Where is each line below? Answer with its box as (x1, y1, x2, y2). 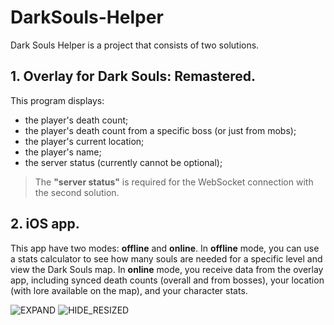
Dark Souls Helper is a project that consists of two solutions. (10, 39, 260, 51)
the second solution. (34, 186, 120, 198)
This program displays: (10, 94, 105, 106)
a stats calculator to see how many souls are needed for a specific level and (10, 252, 323, 265)
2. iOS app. (10, 216, 80, 233)
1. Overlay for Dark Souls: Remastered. (10, 68, 257, 85)
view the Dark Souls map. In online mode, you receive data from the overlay (10, 263, 324, 275)
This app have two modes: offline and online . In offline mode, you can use (10, 242, 320, 254)
